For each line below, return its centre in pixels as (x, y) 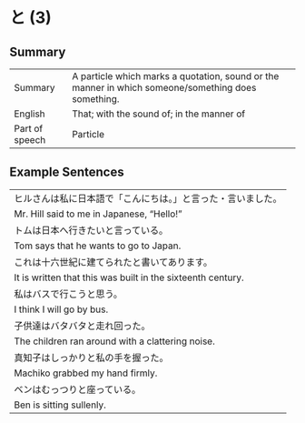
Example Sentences (67, 172)
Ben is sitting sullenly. (60, 405)
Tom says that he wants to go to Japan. (98, 246)
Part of (29, 129)
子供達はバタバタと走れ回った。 (83, 326)
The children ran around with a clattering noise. (114, 341)
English (30, 114)
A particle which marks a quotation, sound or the (176, 76)
